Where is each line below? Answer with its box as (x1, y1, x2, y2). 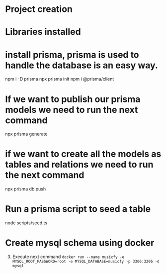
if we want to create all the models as (5, 148, 162, 160)
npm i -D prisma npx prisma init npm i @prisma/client (5, 76, 114, 82)
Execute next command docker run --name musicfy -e (12, 254, 125, 260)
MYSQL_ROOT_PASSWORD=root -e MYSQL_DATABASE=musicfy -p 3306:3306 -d (12, 259, 160, 264)
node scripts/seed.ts (5, 220, 48, 226)
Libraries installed (5, 26, 81, 38)
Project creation (5, 3, 73, 15)
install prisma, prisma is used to (5, 49, 139, 60)
